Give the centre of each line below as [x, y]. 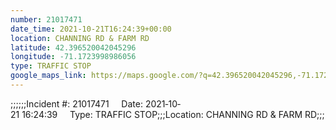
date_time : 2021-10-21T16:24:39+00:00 [91, 29]
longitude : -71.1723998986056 [73, 57]
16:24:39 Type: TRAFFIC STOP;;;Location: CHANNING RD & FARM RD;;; [173, 114]
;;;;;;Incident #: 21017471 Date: [76, 103]
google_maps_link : [48, 76]
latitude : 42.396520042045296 [73, 47]
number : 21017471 [46, 19]
